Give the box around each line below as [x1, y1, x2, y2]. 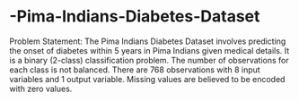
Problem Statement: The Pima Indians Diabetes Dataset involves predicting [9, 36, 286, 46]
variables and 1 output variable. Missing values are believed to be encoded [9, 73, 286, 84]
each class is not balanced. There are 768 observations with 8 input [9, 64, 260, 75]
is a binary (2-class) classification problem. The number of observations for [9, 55, 289, 65]
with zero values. [9, 83, 73, 94]
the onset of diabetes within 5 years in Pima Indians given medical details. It [9, 45, 290, 55]
